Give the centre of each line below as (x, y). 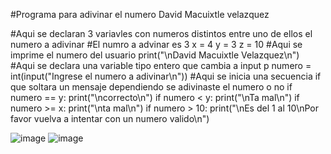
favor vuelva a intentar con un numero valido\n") (110, 118)
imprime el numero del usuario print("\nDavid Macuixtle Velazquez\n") (155, 55)
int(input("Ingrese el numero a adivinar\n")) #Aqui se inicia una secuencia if (166, 76)
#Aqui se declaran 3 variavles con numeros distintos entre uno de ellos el (161, 33)
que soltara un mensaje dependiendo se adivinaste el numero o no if (151, 87)
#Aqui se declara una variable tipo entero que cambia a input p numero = (161, 65)
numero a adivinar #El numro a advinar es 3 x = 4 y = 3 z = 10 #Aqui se (156, 44)
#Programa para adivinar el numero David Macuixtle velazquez (140, 14)
